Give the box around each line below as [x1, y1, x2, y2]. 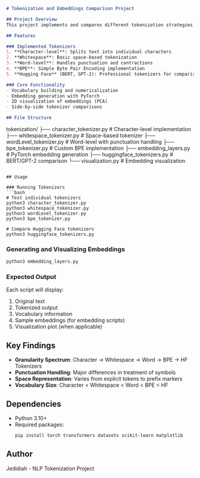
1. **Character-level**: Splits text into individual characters [6, 49, 171, 55]
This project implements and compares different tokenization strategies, [6, 21, 196, 28]
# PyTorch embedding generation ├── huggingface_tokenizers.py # [6, 151, 174, 158]
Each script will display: [6, 286, 64, 293]
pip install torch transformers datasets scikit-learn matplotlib [14, 433, 183, 439]
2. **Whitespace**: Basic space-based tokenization [6, 54, 137, 61]
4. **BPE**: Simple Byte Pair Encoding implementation [6, 66, 145, 72]
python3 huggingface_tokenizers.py [6, 231, 95, 237]
